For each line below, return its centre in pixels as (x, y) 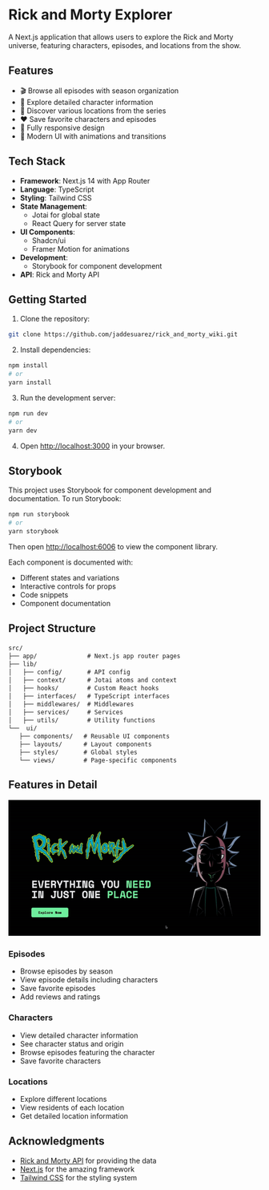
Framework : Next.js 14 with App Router (85, 180)
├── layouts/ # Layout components (85, 744)
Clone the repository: (55, 319)
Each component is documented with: (71, 562)
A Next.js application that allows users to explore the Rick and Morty (121, 37)
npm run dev (28, 413)
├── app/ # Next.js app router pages (94, 656)
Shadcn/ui (49, 240)
